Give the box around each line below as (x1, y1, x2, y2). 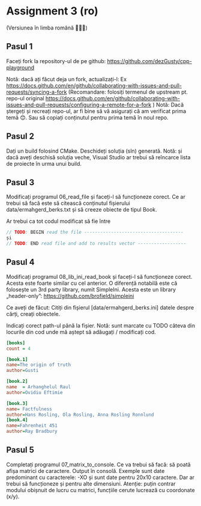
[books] (6, 340, 26, 346)
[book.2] (6, 379, 28, 385)
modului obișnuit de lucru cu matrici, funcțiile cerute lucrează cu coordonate (6, 486, 195, 493)
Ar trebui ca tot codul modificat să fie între (6, 218, 111, 225)
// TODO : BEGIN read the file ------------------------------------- (6, 230, 184, 236)
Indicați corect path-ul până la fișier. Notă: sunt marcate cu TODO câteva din (6, 322, 196, 329)
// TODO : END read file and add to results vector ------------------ (6, 240, 187, 247)
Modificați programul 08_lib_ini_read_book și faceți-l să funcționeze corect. (6, 273, 193, 280)
